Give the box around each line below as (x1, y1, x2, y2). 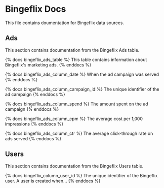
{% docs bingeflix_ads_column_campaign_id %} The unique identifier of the (5, 86, 160, 92)
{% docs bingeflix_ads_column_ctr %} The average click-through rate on (5, 130, 153, 136)
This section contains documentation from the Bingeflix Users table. (5, 163, 144, 169)
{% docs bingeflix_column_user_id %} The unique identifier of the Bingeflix (5, 172, 158, 178)
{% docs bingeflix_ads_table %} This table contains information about (5, 57, 147, 63)
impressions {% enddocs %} (5, 121, 64, 126)
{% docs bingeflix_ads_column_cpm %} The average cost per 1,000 (5, 116, 143, 122)
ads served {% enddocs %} (5, 135, 62, 141)
